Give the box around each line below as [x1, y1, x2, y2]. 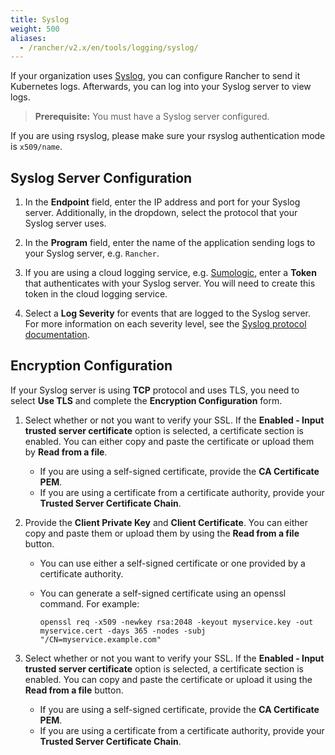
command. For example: [39, 597, 140, 610]
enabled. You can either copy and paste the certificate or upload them [24, 435, 315, 447]
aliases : [10, 33, 47, 43]
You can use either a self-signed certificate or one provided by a [39, 557, 306, 569]
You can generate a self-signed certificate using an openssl [39, 587, 287, 599]
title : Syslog [10, 14, 70, 25]
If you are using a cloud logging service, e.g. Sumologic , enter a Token [24, 267, 317, 279]
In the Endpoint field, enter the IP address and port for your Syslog [24, 196, 301, 208]
